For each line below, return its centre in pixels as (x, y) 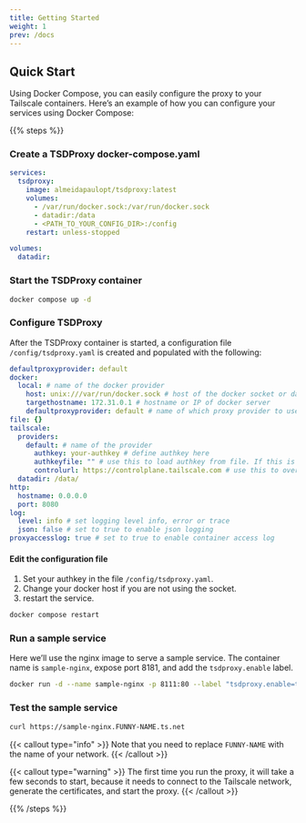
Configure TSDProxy (56, 322)
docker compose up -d (51, 300)
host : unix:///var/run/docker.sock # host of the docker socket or (156, 394)
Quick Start (42, 71)
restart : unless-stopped (73, 232)
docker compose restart (55, 615)
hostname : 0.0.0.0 (53, 496)
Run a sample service (58, 638)
